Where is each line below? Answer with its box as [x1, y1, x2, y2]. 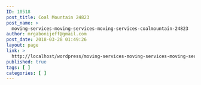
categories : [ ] [6, 70, 47, 76]
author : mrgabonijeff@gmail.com [6, 31, 87, 37]
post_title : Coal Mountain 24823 [6, 14, 90, 20]
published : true [6, 59, 47, 65]
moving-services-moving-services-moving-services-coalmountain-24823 [11, 25, 188, 32]
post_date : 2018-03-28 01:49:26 [6, 37, 87, 42]
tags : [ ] [6, 64, 31, 71]
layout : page [6, 42, 39, 48]
